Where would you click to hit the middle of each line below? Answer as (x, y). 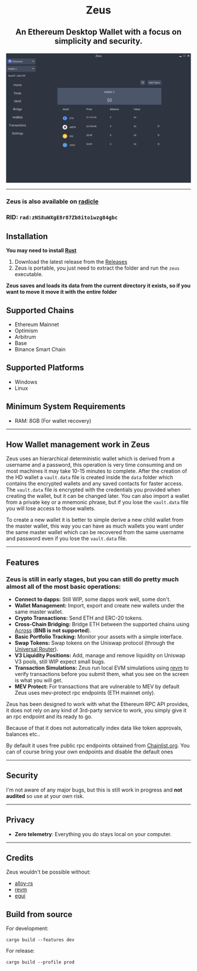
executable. (29, 274)
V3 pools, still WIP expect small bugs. (60, 662)
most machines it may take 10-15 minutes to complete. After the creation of (97, 471)
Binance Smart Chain (40, 349)
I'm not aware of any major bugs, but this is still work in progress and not (94, 790)
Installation (27, 236)
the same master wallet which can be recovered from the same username (95, 532)
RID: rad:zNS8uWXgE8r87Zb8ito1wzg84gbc (62, 218)
